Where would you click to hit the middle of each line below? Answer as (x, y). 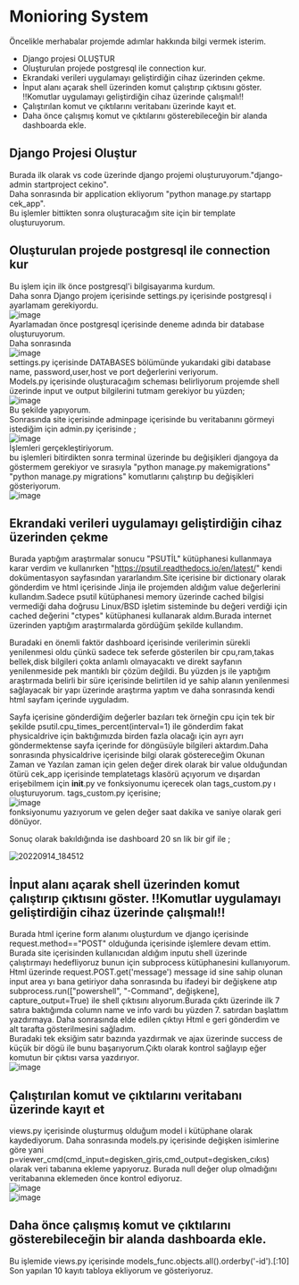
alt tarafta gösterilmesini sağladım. (73, 1029)
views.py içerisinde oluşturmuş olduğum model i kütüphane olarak (131, 1131)
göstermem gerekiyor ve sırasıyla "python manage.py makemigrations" (140, 466)
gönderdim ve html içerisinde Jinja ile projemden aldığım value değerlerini (145, 587)
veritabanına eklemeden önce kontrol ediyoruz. (96, 1178)
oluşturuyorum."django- (239, 174)
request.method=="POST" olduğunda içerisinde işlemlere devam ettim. (140, 944)
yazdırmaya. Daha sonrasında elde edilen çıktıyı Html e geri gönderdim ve (145, 1020)
